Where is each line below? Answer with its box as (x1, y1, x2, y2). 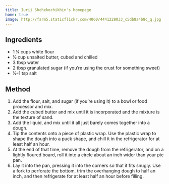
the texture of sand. (12, 114, 54, 120)
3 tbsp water (12, 59, 39, 66)
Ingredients (5, 35, 42, 44)
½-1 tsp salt (12, 70, 37, 76)
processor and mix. (12, 104, 53, 109)
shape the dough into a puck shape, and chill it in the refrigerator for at (12, 136, 160, 142)
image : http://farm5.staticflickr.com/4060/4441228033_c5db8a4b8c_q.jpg (5, 17, 161, 22)
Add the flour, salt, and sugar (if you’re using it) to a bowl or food (12, 98, 147, 104)
